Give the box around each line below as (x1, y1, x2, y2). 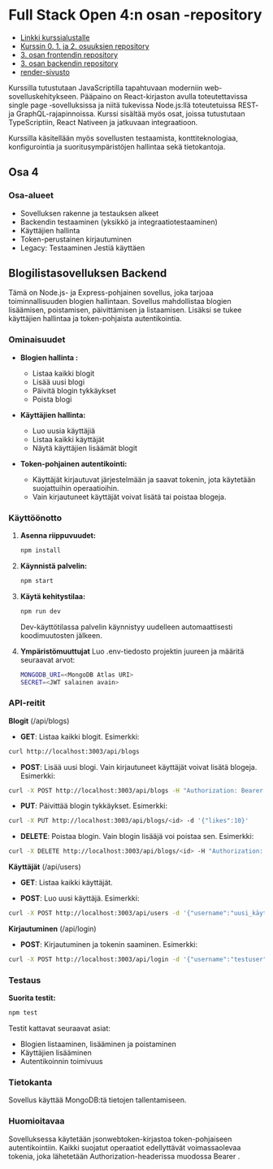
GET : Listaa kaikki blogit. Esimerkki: (19, 732, 140, 741)
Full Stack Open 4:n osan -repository (8, 6, 262, 24)
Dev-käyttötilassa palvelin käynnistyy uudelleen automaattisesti (19, 622, 233, 632)
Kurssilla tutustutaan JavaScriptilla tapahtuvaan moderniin (8, 83, 203, 93)
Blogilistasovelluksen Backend (8, 267, 167, 280)
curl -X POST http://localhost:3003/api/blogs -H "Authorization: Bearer (8, 786, 264, 794)
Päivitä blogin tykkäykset (32, 385, 116, 395)
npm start (19, 576, 54, 584)
